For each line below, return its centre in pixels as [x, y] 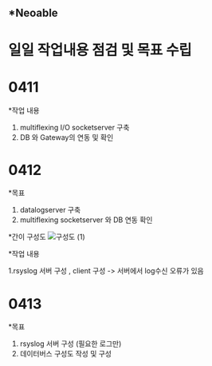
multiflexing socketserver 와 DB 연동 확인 [86, 220]
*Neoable [33, 13]
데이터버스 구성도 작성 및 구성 [65, 354]
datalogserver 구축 [50, 210]
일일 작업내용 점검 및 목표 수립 [100, 50]
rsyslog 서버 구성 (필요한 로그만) [71, 344]
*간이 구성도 [27, 237]
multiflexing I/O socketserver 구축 [75, 127]
